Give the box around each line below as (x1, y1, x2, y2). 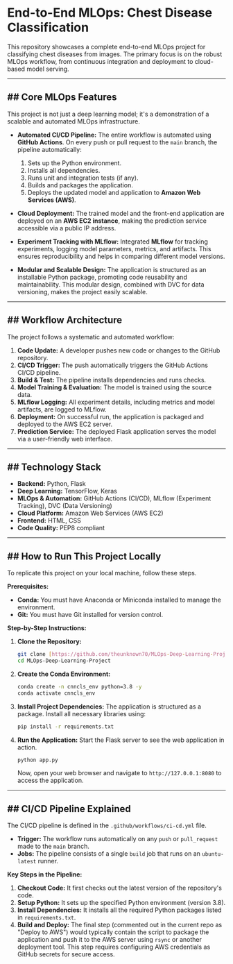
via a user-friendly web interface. (17, 434, 113, 443)
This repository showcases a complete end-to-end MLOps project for (7, 42, 206, 51)
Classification (7, 19, 89, 35)
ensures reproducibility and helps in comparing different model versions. (17, 252, 225, 260)
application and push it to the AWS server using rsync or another (17, 936, 202, 944)
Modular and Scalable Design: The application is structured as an (17, 265, 207, 273)
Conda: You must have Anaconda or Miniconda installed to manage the (17, 595, 222, 604)
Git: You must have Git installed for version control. (17, 611, 164, 619)
